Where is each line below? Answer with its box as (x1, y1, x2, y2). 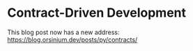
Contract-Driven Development (7, 5, 187, 21)
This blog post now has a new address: (7, 28, 120, 36)
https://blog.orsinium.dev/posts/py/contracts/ (7, 35, 138, 43)
